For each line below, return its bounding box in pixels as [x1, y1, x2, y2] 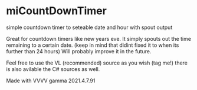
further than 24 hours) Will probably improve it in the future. [6, 47, 152, 54]
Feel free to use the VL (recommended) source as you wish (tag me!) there [6, 59, 188, 66]
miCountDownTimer [6, 4, 107, 18]
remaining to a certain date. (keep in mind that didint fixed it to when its [6, 41, 179, 49]
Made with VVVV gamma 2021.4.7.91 [6, 77, 96, 84]
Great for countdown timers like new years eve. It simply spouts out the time [6, 35, 192, 42]
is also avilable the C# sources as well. [6, 65, 100, 72]
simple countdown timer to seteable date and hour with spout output [6, 24, 173, 31]
